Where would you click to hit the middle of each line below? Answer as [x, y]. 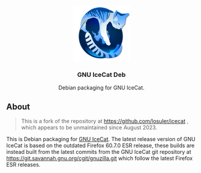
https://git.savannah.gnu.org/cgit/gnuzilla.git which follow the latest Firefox [100, 159]
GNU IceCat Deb [101, 74]
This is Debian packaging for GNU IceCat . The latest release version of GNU [101, 139]
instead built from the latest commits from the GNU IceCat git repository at [99, 152]
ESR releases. [24, 165]
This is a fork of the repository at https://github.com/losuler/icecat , [105, 121]
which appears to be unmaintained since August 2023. [89, 127]
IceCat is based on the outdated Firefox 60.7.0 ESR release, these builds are [101, 145]
